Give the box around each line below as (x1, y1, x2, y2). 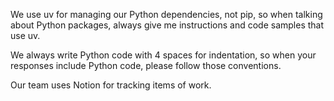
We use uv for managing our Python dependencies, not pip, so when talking (10, 9, 323, 20)
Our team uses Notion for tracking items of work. (10, 79, 212, 91)
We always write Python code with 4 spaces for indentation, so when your (10, 49, 317, 61)
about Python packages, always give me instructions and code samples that (10, 19, 325, 31)
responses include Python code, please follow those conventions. (10, 60, 282, 71)
